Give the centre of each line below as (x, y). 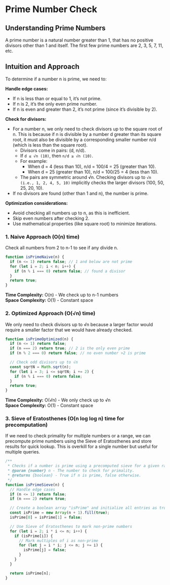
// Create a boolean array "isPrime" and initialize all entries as (83, 508)
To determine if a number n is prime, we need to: (56, 79)
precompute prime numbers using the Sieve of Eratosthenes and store (78, 441)
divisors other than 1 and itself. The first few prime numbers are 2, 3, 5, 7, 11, (84, 46)
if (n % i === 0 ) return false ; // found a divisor (70, 271)
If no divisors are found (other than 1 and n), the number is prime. (80, 193)
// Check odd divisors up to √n (44, 363)
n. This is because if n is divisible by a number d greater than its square (87, 134)
